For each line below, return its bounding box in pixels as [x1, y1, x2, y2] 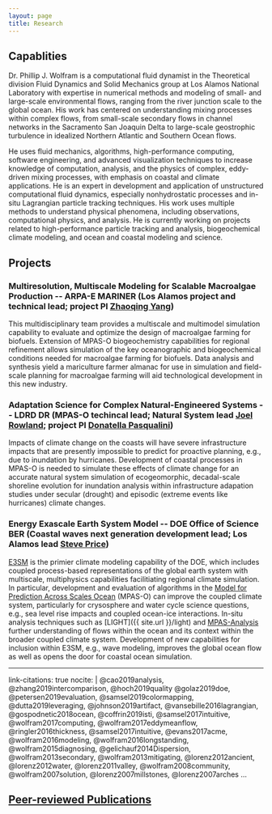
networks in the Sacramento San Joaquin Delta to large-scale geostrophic [8, 122, 256, 132]
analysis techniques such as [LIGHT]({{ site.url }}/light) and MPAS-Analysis [8, 617, 259, 627]
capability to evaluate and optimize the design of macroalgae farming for [8, 328, 251, 337]
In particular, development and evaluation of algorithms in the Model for [8, 583, 248, 592]
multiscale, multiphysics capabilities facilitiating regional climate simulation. [8, 574, 260, 583]
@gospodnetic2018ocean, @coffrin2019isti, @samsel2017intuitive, [8, 709, 231, 719]
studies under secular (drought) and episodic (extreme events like [8, 490, 228, 499]
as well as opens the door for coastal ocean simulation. [8, 651, 193, 661]
